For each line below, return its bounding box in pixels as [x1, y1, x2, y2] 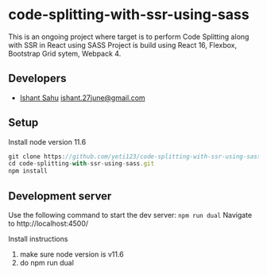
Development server [8, 189, 112, 203]
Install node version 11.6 [8, 137, 87, 146]
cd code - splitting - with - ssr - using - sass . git [8, 160, 155, 168]
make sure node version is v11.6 [19, 250, 125, 259]
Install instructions [8, 234, 68, 243]
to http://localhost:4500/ [8, 219, 89, 228]
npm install [8, 167, 48, 176]
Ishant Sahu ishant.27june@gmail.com [19, 93, 145, 103]
